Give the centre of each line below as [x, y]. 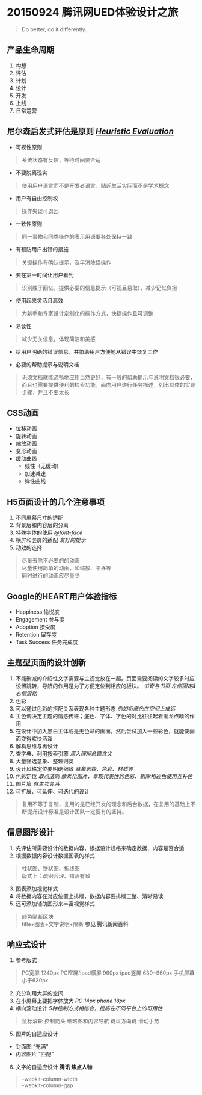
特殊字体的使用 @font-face [49, 532]
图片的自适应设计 [37, 1034]
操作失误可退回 [40, 211]
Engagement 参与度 [40, 619]
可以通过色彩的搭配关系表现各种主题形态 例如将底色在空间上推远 [95, 708]
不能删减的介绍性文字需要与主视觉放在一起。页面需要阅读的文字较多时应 [105, 678]
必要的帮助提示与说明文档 [47, 364]
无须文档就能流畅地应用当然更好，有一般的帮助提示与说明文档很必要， [109, 377]
